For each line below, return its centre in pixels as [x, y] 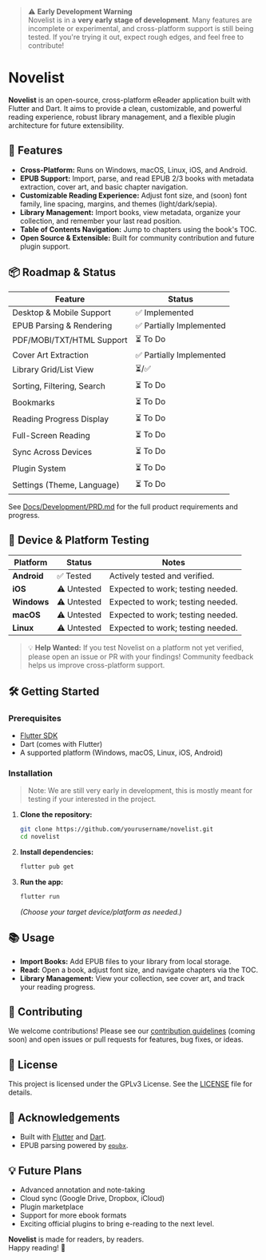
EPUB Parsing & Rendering [62, 325]
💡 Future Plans [45, 1170]
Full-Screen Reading [51, 436]
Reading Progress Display [61, 419]
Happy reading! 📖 [37, 1247]
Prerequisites [35, 718]
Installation [31, 773]
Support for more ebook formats [73, 1215]
